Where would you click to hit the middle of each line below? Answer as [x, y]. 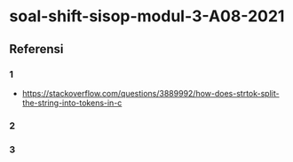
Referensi [36, 49]
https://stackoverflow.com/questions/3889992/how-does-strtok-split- [150, 93]
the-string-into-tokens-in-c [72, 103]
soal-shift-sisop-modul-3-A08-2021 [147, 16]
